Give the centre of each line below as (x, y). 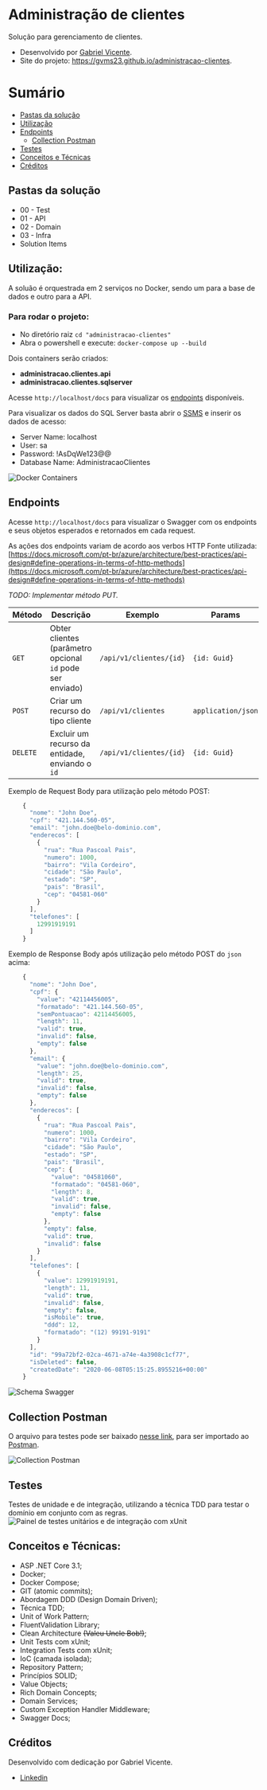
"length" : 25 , (60, 1073)
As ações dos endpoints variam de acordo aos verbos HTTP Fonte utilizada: (133, 545)
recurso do (70, 710)
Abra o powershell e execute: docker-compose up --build (113, 342)
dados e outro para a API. (50, 296)
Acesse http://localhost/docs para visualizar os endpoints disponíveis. (126, 397)
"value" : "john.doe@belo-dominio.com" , (103, 1066)
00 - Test (35, 209)
